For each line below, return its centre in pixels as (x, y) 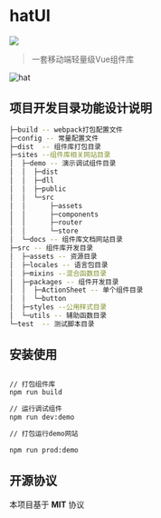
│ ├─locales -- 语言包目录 (59, 264)
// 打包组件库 (33, 384)
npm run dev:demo (42, 418)
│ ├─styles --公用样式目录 (58, 307)
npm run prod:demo (44, 450)
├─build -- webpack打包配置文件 (66, 129)
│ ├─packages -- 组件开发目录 (64, 282)
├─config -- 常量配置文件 (54, 138)
